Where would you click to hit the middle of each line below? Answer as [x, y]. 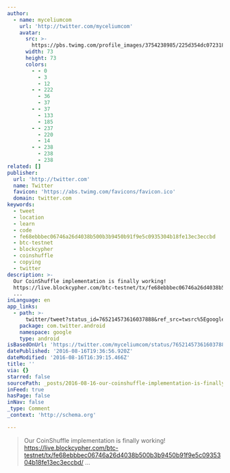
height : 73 [41, 58]
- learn [24, 223]
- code [23, 230]
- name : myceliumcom [42, 20]
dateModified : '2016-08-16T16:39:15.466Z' [68, 358]
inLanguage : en [29, 300]
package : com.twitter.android [63, 326]
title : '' [21, 364]
